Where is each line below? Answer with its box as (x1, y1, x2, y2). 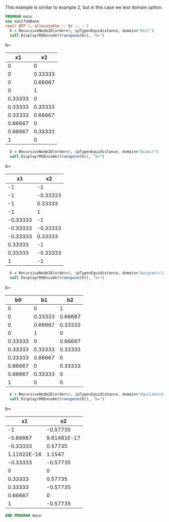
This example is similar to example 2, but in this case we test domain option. (5, 5, 163, 10)
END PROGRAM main (5, 513, 42, 518)
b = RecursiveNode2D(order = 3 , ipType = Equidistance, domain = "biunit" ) (10, 149, 158, 155)
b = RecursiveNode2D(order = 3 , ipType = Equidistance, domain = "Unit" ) (10, 28, 154, 33)
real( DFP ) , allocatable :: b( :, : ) (5, 23, 89, 28)
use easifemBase (5, 19, 39, 24)
